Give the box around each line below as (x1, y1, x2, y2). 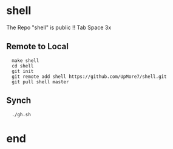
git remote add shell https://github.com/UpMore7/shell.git (12, 74, 167, 80)
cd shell (12, 63, 34, 69)
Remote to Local (6, 41, 69, 52)
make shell (12, 57, 39, 64)
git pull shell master (12, 78, 69, 85)
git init (12, 68, 34, 74)
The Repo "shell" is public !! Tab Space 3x (6, 24, 112, 31)
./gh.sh (12, 111, 32, 117)
